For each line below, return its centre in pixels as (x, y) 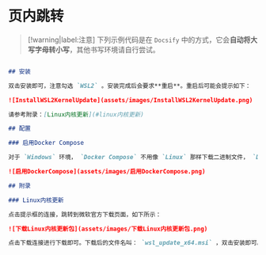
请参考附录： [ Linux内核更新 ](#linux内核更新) (76, 114)
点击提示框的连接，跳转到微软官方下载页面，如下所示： (85, 215)
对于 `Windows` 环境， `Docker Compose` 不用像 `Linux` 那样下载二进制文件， (129, 158)
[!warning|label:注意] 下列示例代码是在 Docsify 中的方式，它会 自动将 (139, 40)
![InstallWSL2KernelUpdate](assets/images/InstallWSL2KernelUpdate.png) (131, 100)
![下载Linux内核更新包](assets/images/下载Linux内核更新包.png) (108, 229)
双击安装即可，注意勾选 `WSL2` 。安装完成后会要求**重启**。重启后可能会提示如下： (130, 86)
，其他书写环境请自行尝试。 (114, 49)
